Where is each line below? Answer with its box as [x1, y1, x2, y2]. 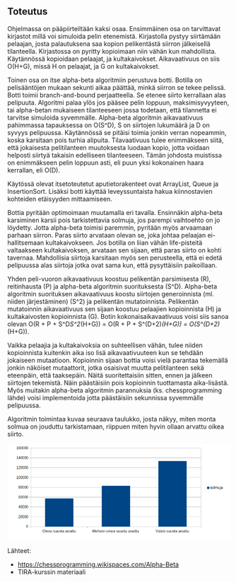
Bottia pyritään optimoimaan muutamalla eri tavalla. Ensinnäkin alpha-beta [7, 208, 223, 216]
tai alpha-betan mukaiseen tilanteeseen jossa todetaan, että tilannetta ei [7, 105, 217, 114]
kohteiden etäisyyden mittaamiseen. [7, 194, 113, 203]
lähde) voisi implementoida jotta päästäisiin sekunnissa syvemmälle [7, 393, 203, 402]
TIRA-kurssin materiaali [17, 567, 86, 576]
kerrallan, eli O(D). [7, 165, 60, 174]
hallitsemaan [7, 238, 45, 247]
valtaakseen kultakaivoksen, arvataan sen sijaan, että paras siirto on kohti [7, 245, 222, 254]
